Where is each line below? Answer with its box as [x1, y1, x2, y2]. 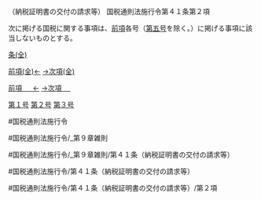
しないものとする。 [14, 34, 77, 42]
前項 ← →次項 [8, 83, 62, 93]
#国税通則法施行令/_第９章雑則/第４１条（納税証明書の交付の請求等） [8, 150, 234, 159]
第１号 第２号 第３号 [8, 100, 75, 109]
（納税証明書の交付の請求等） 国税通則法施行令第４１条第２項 [8, 7, 210, 16]
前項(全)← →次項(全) [8, 67, 75, 76]
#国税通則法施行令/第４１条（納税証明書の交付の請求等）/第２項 [8, 184, 218, 192]
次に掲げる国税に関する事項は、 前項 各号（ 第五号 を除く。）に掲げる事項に [8, 24, 246, 33]
